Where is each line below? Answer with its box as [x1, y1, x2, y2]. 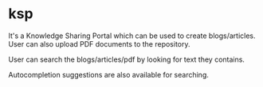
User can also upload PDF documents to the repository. [8, 39, 190, 48]
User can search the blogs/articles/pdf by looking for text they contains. [8, 55, 245, 64]
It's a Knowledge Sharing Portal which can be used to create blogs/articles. [8, 31, 257, 40]
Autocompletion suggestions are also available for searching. [8, 70, 210, 79]
